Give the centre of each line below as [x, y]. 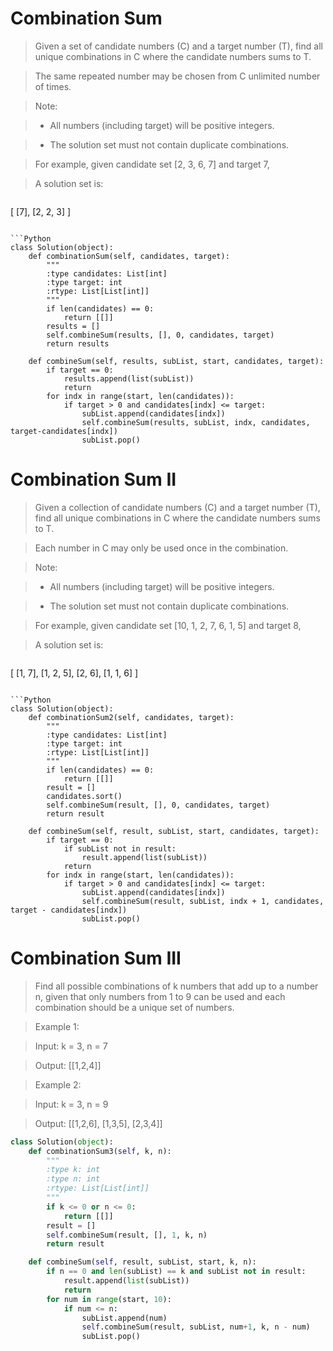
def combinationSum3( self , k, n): [100, 1151]
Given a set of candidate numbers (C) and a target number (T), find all [178, 46]
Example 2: [58, 1084]
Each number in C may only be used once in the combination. [161, 548]
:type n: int [73, 1179]
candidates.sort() [84, 796]
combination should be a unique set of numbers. [134, 1007]
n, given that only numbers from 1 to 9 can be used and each [160, 996]
